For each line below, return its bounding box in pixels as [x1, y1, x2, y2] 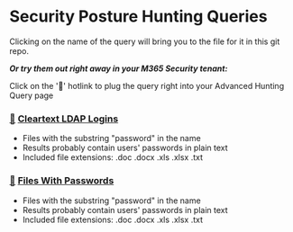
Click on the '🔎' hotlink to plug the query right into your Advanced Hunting [9, 80, 285, 91]
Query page [9, 90, 54, 101]
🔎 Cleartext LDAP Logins [9, 112, 119, 125]
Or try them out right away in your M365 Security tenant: [9, 63, 228, 74]
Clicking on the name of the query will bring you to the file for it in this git [9, 36, 280, 47]
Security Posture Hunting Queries [9, 6, 268, 27]
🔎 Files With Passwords [9, 174, 114, 187]
